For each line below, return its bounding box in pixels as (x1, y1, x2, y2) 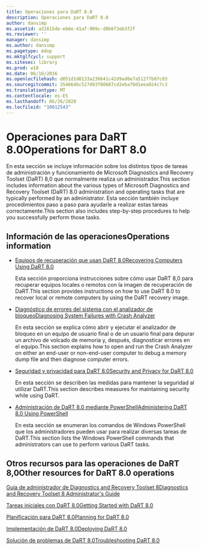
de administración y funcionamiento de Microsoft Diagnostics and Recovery (6, 169, 194, 177)
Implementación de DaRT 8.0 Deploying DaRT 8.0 (6, 525, 128, 533)
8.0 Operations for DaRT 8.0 (6, 143, 147, 157)
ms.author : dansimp (6, 43, 55, 49)
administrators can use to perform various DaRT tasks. (14, 441, 151, 448)
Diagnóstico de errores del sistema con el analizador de (14, 305, 153, 313)
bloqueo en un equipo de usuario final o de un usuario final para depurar (14, 330, 195, 337)
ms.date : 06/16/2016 (6, 70, 58, 77)
